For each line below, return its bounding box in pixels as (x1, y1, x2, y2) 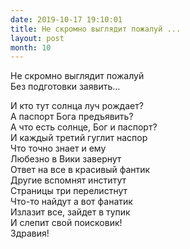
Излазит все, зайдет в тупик (10, 206, 131, 218)
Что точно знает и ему (10, 142, 107, 155)
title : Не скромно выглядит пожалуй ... (10, 24, 182, 34)
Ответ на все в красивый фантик (10, 164, 151, 176)
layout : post (10, 33, 65, 43)
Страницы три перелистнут (10, 185, 128, 197)
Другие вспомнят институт (10, 174, 127, 186)
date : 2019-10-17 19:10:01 (10, 14, 123, 25)
